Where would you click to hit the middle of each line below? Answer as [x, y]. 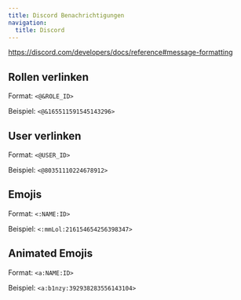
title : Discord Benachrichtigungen [66, 15]
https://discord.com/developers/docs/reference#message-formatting [120, 53]
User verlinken [45, 135]
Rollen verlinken [48, 77]
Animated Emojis [50, 253]
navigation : [27, 23]
